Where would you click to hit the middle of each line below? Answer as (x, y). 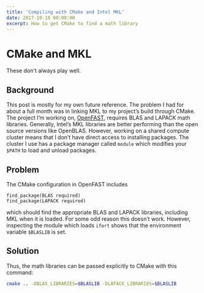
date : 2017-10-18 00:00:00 (41, 18)
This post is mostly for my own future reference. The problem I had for (95, 105)
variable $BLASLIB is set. (36, 232)
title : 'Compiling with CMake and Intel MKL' (65, 12)
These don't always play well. (44, 70)
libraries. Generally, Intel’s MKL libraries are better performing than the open (102, 124)
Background (30, 90)
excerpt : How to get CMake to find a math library (72, 23)
